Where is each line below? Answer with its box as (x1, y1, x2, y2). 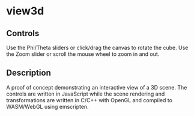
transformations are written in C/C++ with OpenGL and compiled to (6, 96, 173, 103)
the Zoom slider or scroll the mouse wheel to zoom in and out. (6, 50, 160, 58)
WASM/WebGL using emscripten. (6, 103, 89, 110)
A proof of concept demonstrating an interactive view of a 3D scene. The (6, 84, 187, 91)
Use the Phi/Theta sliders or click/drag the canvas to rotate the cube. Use (6, 44, 189, 51)
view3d (6, 4, 44, 18)
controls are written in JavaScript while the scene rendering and (6, 90, 165, 97)
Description (6, 68, 51, 78)
